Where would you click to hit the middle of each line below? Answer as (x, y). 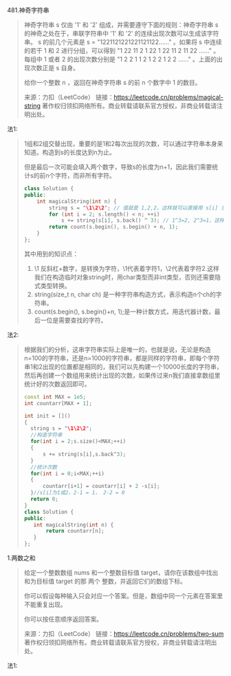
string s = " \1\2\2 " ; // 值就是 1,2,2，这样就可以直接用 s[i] (134, 208)
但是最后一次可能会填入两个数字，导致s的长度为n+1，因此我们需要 (118, 167)
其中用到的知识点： (51, 254)
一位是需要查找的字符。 (74, 320)
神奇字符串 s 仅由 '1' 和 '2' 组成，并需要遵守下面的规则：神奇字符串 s (121, 25)
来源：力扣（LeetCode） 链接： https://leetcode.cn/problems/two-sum (124, 634)
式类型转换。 (52, 285)
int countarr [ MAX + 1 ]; (58, 403)
